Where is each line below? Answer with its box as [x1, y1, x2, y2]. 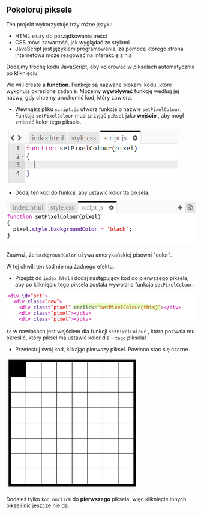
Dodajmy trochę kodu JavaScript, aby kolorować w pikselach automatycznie [6, 63, 195, 70]
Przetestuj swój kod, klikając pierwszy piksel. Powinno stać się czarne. [14, 346, 190, 353]
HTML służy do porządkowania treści [14, 32, 107, 40]
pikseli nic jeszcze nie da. [6, 502, 70, 509]
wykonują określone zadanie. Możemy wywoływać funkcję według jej [6, 87, 179, 95]
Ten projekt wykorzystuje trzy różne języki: [6, 20, 113, 28]
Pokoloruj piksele [6, 5, 73, 15]
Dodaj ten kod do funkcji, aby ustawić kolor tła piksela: [14, 189, 150, 196]
